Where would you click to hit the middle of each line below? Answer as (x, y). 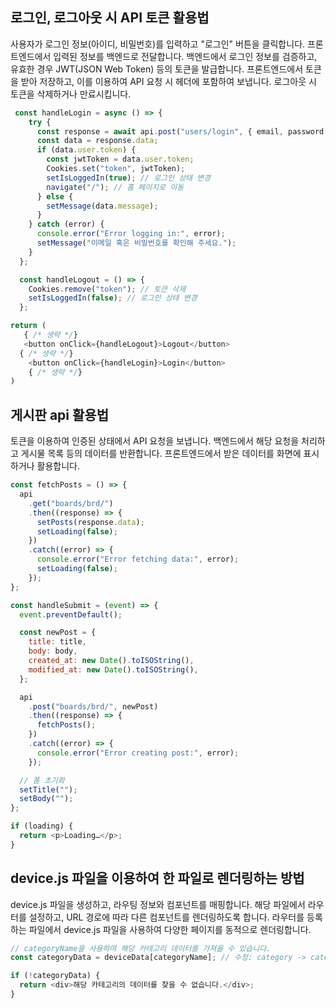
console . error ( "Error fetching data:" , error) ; (138, 559)
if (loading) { (42, 826)
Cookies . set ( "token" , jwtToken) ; (116, 169)
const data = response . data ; (97, 141)
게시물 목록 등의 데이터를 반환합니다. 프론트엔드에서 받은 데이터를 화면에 (161, 454)
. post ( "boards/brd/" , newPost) (93, 706)
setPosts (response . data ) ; (90, 522)
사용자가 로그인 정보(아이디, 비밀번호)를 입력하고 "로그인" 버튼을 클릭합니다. (158, 44)
